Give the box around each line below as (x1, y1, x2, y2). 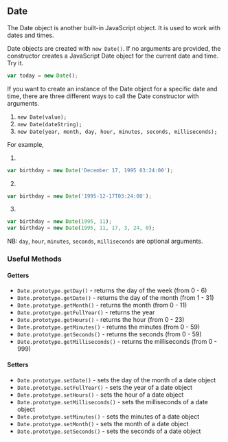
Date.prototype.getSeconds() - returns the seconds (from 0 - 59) (16, 330, 202, 338)
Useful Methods (7, 254, 62, 264)
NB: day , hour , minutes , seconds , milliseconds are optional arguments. (7, 237, 203, 246)
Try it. (7, 58, 24, 67)
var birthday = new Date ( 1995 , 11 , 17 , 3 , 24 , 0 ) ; (7, 224, 155, 232)
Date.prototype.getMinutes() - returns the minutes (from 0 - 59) (16, 323, 201, 331)
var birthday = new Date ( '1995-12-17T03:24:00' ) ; (7, 192, 152, 200)
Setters (7, 360, 29, 369)
